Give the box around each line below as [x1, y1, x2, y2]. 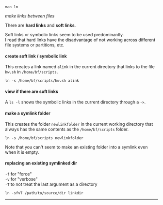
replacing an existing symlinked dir [5, 160, 78, 166]
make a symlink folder [5, 110, 51, 116]
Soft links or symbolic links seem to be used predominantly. [5, 32, 124, 37]
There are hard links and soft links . [5, 22, 76, 28]
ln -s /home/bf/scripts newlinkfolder [5, 135, 83, 140]
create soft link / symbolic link [5, 53, 67, 59]
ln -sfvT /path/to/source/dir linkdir [5, 190, 83, 195]
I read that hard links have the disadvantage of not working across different [5, 37, 156, 43]
